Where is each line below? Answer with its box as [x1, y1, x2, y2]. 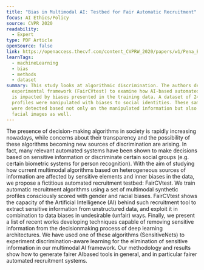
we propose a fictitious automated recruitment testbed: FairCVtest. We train [6, 179, 195, 187]
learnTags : [6, 54, 34, 60]
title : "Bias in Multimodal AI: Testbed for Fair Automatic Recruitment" [6, 9, 197, 15]
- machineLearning [12, 60, 59, 66]
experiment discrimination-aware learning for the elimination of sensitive [6, 238, 188, 245]
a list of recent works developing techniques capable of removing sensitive [6, 218, 194, 226]
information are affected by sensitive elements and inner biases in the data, [6, 173, 195, 180]
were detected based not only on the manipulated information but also [12, 105, 197, 112]
